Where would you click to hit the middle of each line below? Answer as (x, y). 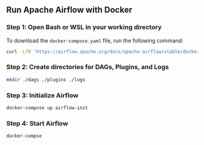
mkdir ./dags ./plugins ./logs (46, 79)
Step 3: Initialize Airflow (42, 95)
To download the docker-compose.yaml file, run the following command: (95, 40)
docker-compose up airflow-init (47, 108)
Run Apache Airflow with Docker (69, 10)
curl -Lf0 (19, 52)
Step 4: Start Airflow (37, 123)
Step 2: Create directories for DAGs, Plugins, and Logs (88, 67)
